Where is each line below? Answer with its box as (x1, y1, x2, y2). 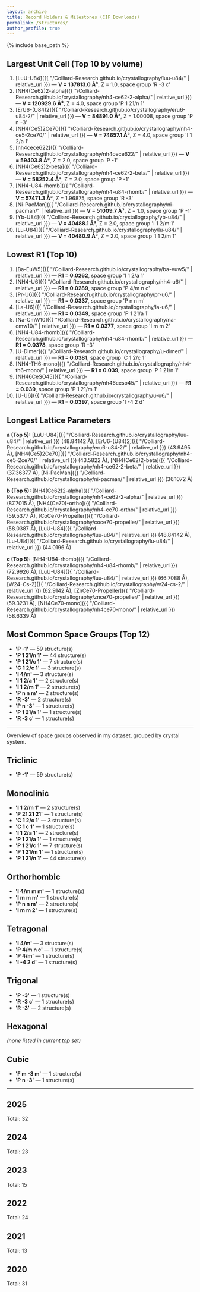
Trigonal (7, 976, 39, 986)
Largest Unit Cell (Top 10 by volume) (7, 59, 143, 69)
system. (7, 738, 26, 745)
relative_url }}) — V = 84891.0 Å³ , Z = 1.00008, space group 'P (39, 112, 193, 120)
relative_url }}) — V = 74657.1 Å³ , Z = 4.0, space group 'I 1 (50, 131, 192, 139)
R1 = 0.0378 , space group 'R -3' (15, 341, 94, 348)
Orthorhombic (7, 872, 61, 882)
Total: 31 (7, 1280, 27, 1287)
